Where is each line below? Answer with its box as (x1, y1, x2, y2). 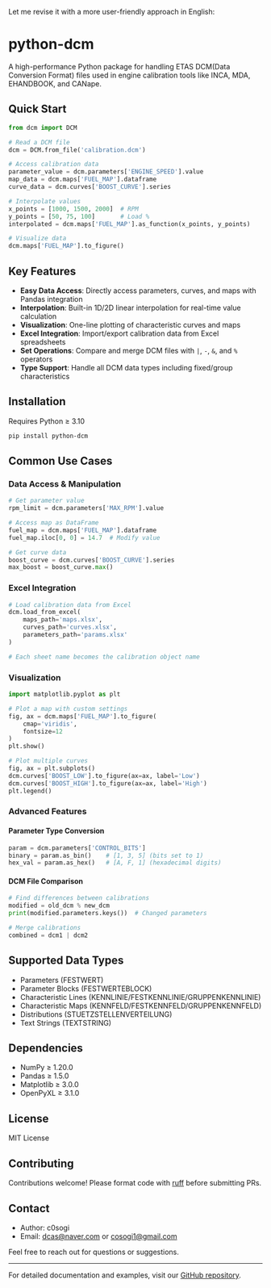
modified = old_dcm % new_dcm (8, 901, 110, 910)
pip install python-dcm (8, 432, 89, 440)
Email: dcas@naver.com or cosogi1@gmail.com (19, 1231, 177, 1241)
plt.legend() (8, 787, 52, 795)
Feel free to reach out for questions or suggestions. (8, 1247, 180, 1257)
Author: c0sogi (19, 1223, 70, 1232)
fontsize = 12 (23, 727, 63, 735)
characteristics (19, 371, 70, 381)
